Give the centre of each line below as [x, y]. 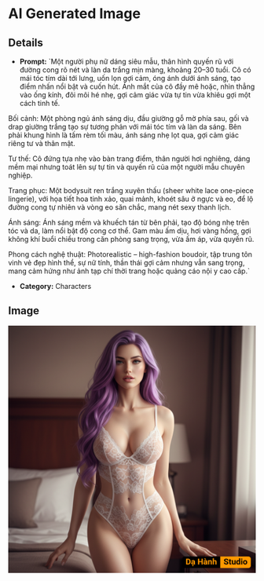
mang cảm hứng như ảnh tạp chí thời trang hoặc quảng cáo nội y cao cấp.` [129, 271]
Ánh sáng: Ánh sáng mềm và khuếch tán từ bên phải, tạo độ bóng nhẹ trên [129, 222]
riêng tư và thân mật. [42, 143]
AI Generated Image [75, 14]
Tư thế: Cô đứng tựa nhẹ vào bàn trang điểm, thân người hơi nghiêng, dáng [129, 159]
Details [26, 43]
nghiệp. [20, 175]
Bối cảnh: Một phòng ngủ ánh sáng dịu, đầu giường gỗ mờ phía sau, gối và [128, 118]
